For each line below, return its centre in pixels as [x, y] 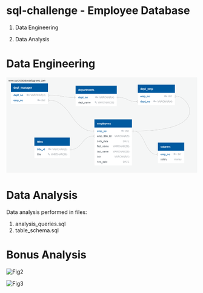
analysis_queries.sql [40, 224]
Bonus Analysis [46, 255]
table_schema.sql [37, 230]
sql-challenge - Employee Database [98, 11]
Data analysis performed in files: [47, 212]
